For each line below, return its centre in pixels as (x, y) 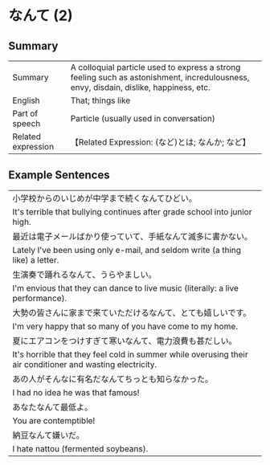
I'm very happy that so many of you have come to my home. (125, 326)
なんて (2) (41, 16)
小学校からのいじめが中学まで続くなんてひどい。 (104, 198)
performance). (40, 298)
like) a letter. (36, 259)
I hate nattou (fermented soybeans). (80, 448)
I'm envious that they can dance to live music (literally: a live (125, 288)
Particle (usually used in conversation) (143, 118)
